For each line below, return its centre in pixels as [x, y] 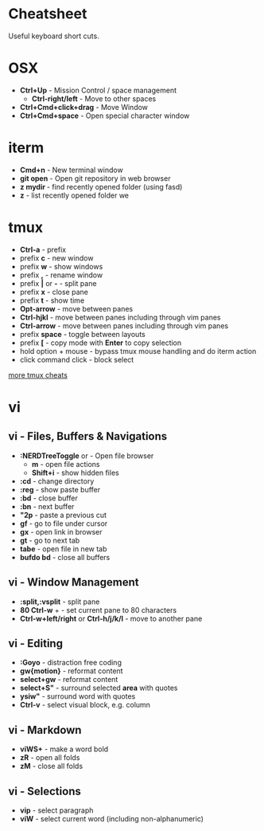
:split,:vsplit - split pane [60, 602]
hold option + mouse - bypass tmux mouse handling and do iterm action [138, 351]
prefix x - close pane [54, 292]
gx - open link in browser [61, 531]
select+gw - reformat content [69, 680]
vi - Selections [45, 791]
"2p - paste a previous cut [63, 515]
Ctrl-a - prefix [43, 249]
